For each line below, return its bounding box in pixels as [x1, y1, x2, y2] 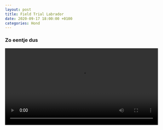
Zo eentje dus [5, 37, 38, 44]
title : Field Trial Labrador [5, 12, 64, 17]
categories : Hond [5, 20, 40, 26]
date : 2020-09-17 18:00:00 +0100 [5, 16, 73, 21]
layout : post [5, 7, 32, 12]
